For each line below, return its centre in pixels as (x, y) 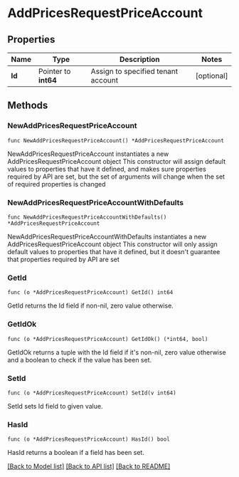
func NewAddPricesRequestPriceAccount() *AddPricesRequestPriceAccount (116, 140)
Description (140, 59)
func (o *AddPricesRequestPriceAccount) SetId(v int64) (92, 393)
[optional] (212, 76)
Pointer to (54, 71)
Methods (28, 106)
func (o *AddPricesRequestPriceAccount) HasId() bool (89, 439)
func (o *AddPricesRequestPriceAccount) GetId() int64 (90, 293)
